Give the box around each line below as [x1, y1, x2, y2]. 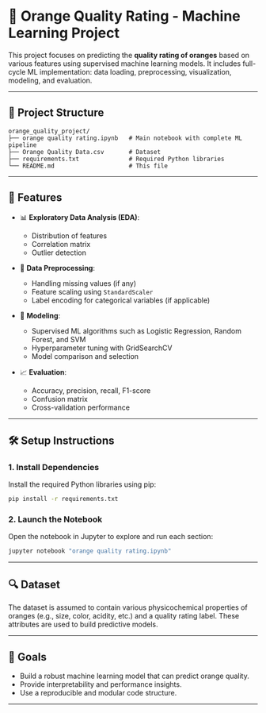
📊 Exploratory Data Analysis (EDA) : [19, 212, 140, 222]
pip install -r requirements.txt [8, 495, 119, 503]
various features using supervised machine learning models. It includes [8, 59, 241, 68]
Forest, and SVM [31, 334, 86, 344]
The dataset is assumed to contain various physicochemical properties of [8, 603, 248, 612]
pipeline [8, 141, 37, 149]
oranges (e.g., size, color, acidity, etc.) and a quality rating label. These [8, 611, 240, 621]
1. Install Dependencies [8, 461, 100, 472]
